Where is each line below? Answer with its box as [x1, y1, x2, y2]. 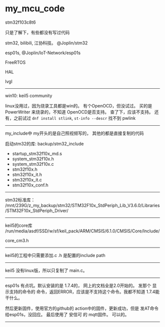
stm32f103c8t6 [5, 19, 36, 25]
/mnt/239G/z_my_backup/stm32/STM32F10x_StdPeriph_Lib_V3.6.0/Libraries [5, 202, 160, 208]
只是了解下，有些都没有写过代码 [5, 29, 70, 35]
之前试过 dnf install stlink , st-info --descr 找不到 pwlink [13, 115, 136, 121]
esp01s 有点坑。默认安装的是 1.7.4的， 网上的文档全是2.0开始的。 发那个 [5, 282, 151, 289]
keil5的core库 [5, 222, 33, 228]
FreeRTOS [5, 59, 26, 65]
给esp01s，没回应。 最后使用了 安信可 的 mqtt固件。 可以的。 [5, 311, 129, 317]
